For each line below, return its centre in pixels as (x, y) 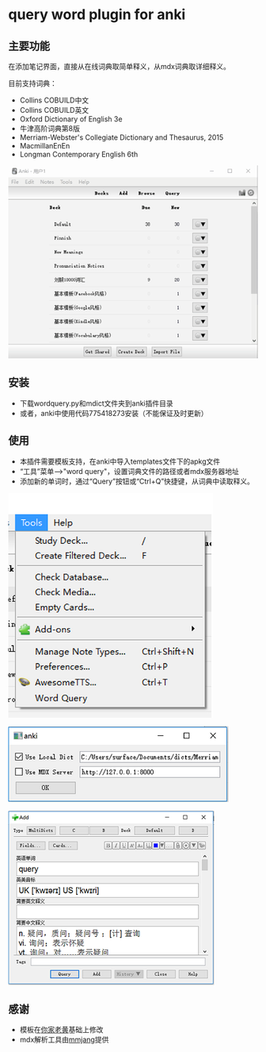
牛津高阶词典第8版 (50, 128)
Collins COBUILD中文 (54, 100)
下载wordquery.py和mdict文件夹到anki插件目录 (96, 403)
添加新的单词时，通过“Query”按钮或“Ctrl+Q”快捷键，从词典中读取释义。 (137, 481)
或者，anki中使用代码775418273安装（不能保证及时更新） (114, 413)
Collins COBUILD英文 (54, 110)
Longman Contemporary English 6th (79, 154)
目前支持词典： (32, 83)
